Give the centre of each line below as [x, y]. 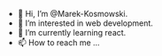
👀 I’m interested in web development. [85, 23]
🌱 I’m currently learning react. [72, 32]
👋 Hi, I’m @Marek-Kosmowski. [73, 14]
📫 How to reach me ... [58, 43]
